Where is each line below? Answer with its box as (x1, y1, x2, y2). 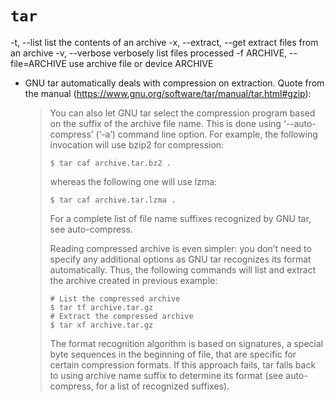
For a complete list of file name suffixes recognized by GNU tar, (49, 212, 312, 224)
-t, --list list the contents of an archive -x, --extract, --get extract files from (10, 36, 319, 48)
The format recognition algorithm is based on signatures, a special (49, 337, 324, 349)
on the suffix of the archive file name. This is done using (49, 117, 282, 129)
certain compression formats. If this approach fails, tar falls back (49, 358, 317, 371)
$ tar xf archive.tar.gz (49, 320, 154, 330)
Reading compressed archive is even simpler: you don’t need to (49, 242, 312, 254)
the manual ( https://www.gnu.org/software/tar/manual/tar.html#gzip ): (24, 87, 312, 99)
